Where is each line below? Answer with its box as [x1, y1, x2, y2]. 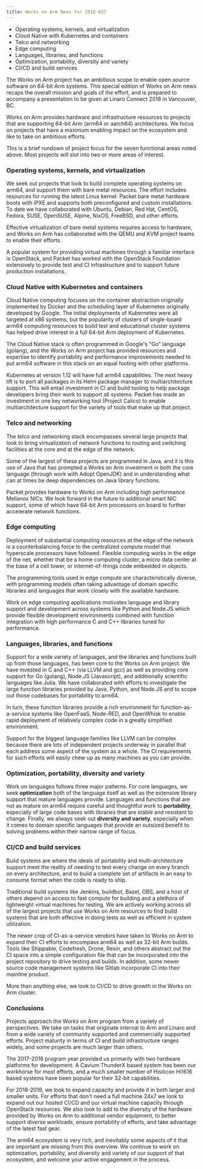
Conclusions [6, 1004, 44, 1012]
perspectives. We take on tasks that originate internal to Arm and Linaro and [6, 1024, 196, 1031]
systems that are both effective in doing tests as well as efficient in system [6, 913, 192, 921]
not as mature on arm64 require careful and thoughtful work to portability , [6, 802, 192, 810]
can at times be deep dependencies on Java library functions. [6, 476, 161, 484]
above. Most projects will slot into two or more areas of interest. [6, 151, 165, 158]
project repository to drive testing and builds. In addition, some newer [6, 958, 179, 965]
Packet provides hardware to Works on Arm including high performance [6, 488, 185, 496]
